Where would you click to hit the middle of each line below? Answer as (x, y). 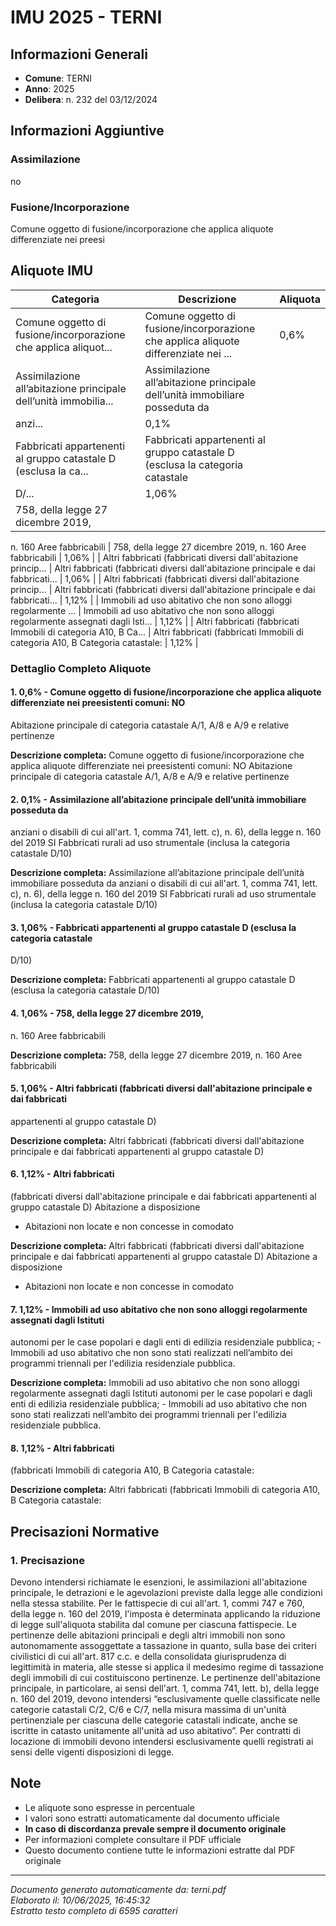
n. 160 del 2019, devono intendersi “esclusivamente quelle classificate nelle (165, 1699)
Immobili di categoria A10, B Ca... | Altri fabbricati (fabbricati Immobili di (157, 632)
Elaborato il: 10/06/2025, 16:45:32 (80, 1900)
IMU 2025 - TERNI (86, 17)
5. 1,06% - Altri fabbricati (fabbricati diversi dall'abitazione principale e (161, 1088)
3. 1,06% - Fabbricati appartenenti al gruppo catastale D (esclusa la (153, 927)
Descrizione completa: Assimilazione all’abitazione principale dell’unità (157, 873)
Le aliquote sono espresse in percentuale (109, 1807)
